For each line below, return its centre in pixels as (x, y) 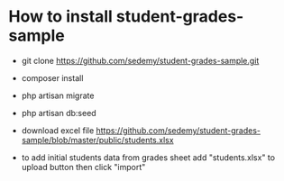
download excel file (58, 130)
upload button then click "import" (83, 167)
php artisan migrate (58, 95)
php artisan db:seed (59, 113)
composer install (52, 77)
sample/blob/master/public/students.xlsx (97, 140)
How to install (61, 17)
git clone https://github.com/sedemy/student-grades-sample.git (140, 60)
